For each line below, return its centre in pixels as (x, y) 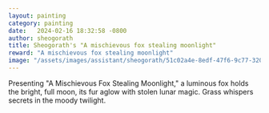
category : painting (41, 23)
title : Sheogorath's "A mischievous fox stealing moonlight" (112, 46)
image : (19, 61)
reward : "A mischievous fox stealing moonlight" (91, 53)
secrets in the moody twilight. (57, 100)
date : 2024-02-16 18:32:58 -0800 (68, 30)
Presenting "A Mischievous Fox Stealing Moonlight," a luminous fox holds (128, 83)
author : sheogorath (41, 38)
